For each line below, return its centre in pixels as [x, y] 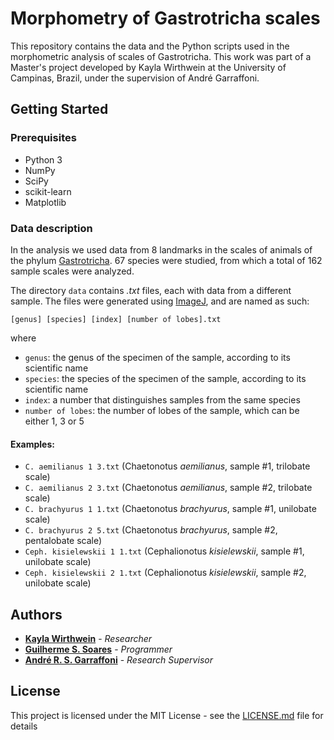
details [24, 726]
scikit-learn [48, 191]
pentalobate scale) [63, 541]
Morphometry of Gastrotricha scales [165, 18]
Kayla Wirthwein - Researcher [88, 638]
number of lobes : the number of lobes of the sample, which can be [162, 410]
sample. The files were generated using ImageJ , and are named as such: [160, 301]
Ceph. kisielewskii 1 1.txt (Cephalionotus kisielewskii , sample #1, [164, 551]
